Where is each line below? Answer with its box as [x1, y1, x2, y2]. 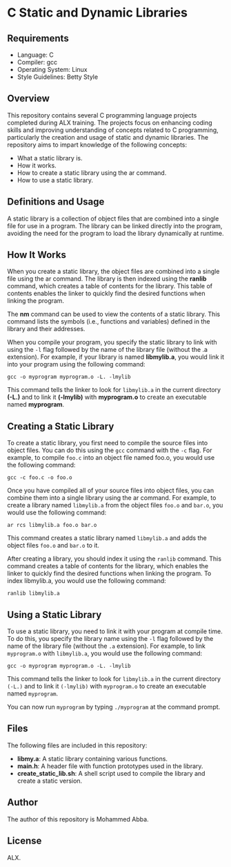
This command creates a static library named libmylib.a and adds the [7, 534, 207, 542]
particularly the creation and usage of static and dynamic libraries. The [7, 133, 209, 141]
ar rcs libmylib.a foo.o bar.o [7, 522, 97, 529]
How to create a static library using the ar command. [17, 168, 167, 177]
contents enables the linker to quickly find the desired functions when [7, 289, 205, 298]
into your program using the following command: [7, 360, 146, 369]
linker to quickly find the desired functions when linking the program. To [7, 569, 212, 578]
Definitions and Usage [7, 196, 105, 208]
